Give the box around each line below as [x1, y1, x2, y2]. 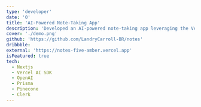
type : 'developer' [6, 8, 52, 15]
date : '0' [6, 14, 31, 20]
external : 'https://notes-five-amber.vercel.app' [6, 48, 133, 53]
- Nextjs [11, 64, 33, 70]
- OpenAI [11, 75, 33, 81]
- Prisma [11, 81, 33, 87]
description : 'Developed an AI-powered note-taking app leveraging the [6, 25, 188, 32]
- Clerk [11, 92, 31, 97]
